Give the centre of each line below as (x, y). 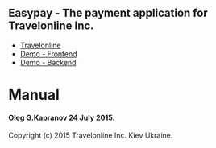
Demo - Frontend (49, 53)
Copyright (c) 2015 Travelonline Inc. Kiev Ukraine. (91, 135)
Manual (34, 95)
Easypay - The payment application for (108, 13)
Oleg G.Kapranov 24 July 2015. (62, 117)
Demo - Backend (48, 62)
